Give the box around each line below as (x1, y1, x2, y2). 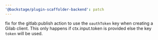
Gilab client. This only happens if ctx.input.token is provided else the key (5, 25, 152, 31)
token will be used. (5, 30, 43, 36)
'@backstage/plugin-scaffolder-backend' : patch (5, 7, 105, 12)
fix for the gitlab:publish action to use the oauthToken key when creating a (5, 20, 154, 26)
